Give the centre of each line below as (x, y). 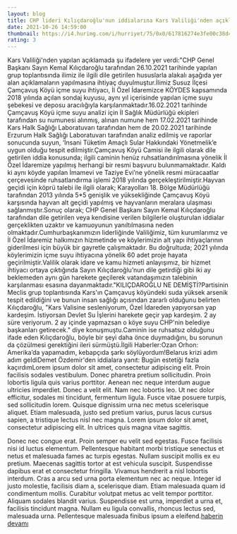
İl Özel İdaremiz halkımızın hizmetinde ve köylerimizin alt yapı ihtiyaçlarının (115, 240)
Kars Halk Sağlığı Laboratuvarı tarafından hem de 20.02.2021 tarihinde (109, 128)
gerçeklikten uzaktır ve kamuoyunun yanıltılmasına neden (91, 225)
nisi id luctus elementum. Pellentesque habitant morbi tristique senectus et (116, 449)
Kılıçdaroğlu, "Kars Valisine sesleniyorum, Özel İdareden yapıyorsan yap (112, 308)
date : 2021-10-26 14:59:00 (47, 27)
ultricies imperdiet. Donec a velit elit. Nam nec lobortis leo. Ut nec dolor (111, 390)
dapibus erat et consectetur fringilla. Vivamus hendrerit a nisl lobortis (108, 471)
